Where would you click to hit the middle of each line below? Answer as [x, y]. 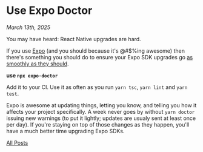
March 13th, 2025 [28, 27]
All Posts [17, 142]
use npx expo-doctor [32, 75]
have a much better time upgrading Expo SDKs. [65, 131]
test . [13, 93]
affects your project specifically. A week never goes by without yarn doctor [101, 111]
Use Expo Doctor [49, 11]
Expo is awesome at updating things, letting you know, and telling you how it [101, 105]
